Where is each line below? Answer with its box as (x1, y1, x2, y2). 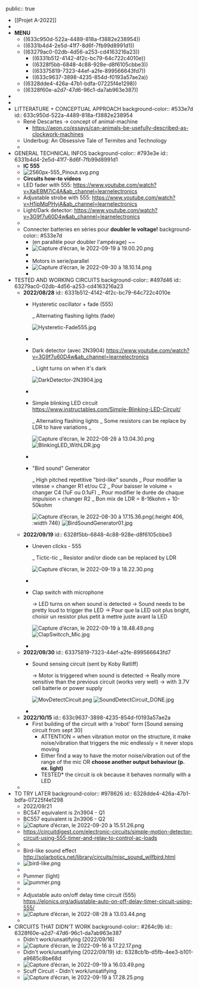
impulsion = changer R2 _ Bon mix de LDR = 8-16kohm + (32, 495, 171, 502)
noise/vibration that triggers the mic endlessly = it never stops (41, 740, 194, 746)
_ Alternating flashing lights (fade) (32, 313, 116, 319)
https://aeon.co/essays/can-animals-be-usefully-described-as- (32, 125, 189, 131)
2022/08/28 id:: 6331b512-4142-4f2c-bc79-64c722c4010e (23, 289, 171, 296)
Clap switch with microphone (32, 589, 104, 596)
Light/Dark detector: (23, 207, 73, 214)
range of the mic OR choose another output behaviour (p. (41, 759, 185, 765)
